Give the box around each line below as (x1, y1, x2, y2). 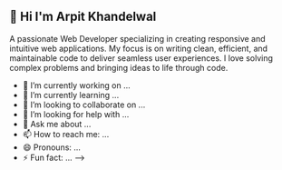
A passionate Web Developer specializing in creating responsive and (9, 33, 266, 44)
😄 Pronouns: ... (22, 142, 82, 153)
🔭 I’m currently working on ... (22, 79, 131, 91)
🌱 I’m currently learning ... (22, 89, 120, 100)
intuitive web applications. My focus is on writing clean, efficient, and (9, 43, 268, 54)
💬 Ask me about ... (22, 118, 92, 129)
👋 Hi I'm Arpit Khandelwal (9, 9, 157, 25)
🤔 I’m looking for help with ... (22, 108, 130, 119)
